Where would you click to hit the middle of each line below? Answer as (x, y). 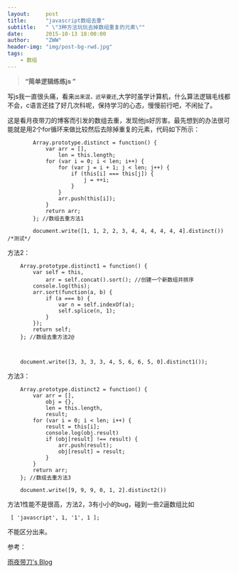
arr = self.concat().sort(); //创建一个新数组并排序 (119, 280)
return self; (52, 329)
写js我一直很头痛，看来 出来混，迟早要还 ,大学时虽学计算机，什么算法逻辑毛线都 (119, 96)
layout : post (33, 14)
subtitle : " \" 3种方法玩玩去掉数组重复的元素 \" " (76, 27)
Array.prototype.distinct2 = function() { (84, 389)
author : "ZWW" (34, 40)
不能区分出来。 (29, 531)
